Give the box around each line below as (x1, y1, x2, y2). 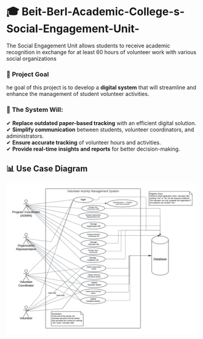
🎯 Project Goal (6, 70, 49, 78)
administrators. (6, 132, 44, 140)
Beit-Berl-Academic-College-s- (21, 5, 185, 19)
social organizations (6, 55, 57, 62)
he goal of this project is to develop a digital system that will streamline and (6, 84, 196, 91)
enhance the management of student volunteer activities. (6, 91, 150, 98)
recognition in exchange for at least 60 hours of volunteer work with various (6, 48, 196, 55)
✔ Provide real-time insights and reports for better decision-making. (6, 145, 181, 152)
